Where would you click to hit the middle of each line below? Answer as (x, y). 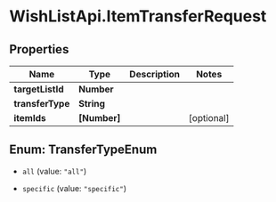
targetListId (39, 89)
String (92, 104)
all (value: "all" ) (54, 171)
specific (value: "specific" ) (74, 188)
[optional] (209, 118)
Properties (39, 49)
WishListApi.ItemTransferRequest (138, 16)
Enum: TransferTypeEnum (83, 150)
